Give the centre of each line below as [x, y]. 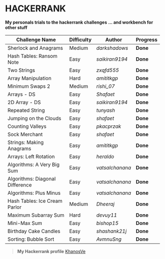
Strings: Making [26, 142]
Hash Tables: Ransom [32, 56]
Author [114, 39]
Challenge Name [36, 39]
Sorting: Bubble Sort [31, 239]
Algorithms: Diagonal [32, 179]
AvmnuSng [109, 239]
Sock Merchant [25, 134]
